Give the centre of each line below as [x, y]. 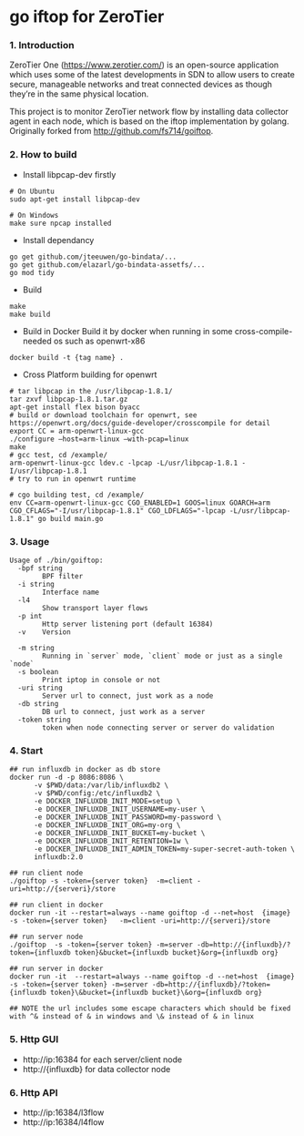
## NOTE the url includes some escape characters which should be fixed [150, 1008]
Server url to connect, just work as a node [128, 696]
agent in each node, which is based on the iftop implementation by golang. [149, 121]
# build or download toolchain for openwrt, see [103, 415]
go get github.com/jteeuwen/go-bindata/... [93, 257]
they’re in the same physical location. [79, 94]
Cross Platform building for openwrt [90, 374]
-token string [44, 720]
